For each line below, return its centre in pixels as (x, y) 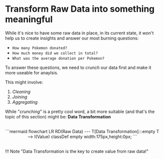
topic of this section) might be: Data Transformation (58, 116)
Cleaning (21, 91)
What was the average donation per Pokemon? (58, 58)
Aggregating (25, 102)
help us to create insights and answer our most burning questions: (72, 38)
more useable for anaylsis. (32, 72)
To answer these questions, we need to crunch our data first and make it (78, 68)
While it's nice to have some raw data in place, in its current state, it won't (80, 33)
